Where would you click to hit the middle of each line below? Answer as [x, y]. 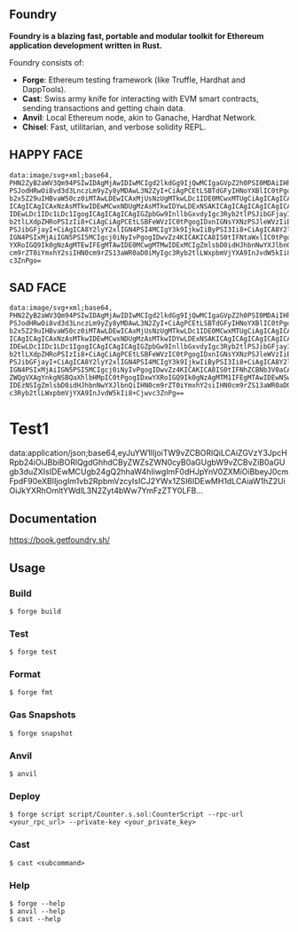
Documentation [53, 518]
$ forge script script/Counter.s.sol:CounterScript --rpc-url [126, 815]
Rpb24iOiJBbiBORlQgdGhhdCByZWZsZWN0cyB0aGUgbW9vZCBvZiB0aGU [147, 462]
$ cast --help [35, 919]
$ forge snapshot [41, 733]
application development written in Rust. [86, 45]
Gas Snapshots [43, 715]
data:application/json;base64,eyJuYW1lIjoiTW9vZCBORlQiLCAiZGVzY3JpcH [149, 453]
